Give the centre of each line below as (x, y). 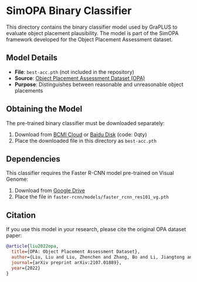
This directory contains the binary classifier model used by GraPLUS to (92, 27)
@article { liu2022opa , (33, 246)
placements (29, 90)
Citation (21, 215)
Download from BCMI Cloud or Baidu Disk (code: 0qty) (81, 134)
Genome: (17, 179)
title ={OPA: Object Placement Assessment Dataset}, (76, 252)
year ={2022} (26, 268)
